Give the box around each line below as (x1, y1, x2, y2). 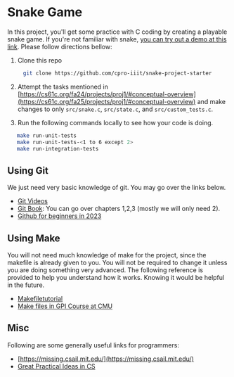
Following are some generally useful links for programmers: (7, 340, 179, 349)
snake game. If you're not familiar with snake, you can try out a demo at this (7, 34, 227, 43)
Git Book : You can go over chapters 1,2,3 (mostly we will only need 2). (17, 205, 221, 213)
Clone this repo (17, 56, 62, 64)
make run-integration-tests (16, 145, 99, 152)
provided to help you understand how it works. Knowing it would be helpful (7, 274, 225, 282)
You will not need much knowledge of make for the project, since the (7, 251, 207, 260)
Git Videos (17, 197, 48, 205)
